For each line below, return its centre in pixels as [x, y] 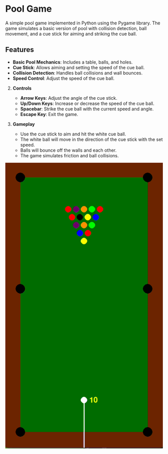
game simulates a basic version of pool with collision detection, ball [76, 28]
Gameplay [24, 124]
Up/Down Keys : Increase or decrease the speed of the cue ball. [87, 103]
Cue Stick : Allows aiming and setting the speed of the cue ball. [79, 67]
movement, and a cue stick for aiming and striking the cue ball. [71, 34]
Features [20, 50]
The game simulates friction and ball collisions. [69, 155]
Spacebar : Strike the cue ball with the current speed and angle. [87, 109]
